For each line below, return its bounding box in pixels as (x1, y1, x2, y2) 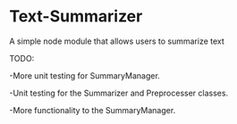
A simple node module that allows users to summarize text (9, 36, 225, 46)
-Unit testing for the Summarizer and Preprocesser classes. (9, 87, 229, 98)
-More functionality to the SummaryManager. (9, 104, 176, 115)
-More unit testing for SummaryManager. (9, 70, 161, 81)
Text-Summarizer (9, 6, 143, 27)
